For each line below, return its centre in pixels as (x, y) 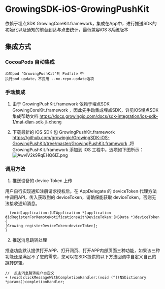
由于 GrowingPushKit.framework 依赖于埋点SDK (61, 104)
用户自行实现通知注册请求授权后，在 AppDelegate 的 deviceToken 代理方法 (81, 191)
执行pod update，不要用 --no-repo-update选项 (50, 79)
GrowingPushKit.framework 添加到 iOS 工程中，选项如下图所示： (78, 149)
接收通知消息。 (24, 203)
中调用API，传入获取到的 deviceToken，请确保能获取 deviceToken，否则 (79, 197)
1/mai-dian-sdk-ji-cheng (37, 122)
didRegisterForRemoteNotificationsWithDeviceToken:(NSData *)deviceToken (82, 217)
